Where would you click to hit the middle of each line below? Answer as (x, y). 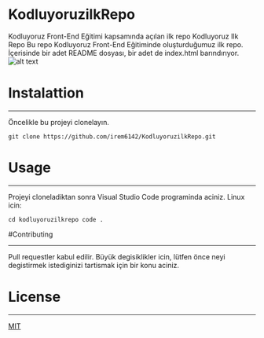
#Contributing (31, 234)
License (35, 297)
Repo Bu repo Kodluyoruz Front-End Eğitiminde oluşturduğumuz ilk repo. (126, 44)
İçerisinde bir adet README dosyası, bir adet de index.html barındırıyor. (124, 53)
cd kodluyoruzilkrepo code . (56, 219)
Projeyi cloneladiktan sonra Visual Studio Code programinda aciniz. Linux (126, 197)
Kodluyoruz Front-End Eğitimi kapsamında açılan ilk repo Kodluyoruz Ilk (123, 36)
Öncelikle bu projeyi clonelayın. (59, 122)
